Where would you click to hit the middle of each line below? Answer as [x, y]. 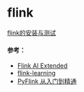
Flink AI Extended [42, 66]
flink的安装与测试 [32, 33]
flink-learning [36, 73]
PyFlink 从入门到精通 [47, 82]
